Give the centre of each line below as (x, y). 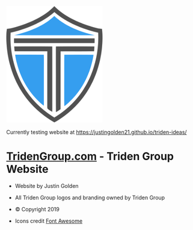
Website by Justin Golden (47, 185)
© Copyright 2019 (37, 209)
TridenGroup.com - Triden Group (90, 156)
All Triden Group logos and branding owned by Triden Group (90, 197)
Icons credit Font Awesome (49, 221)
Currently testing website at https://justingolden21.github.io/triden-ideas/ (97, 132)
